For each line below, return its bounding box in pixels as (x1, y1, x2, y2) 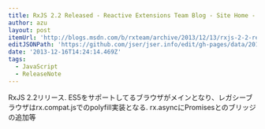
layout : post (8, 26, 51, 34)
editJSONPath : (8, 41, 55, 49)
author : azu (8, 19, 47, 27)
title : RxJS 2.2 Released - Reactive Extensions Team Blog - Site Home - (8, 11, 256, 20)
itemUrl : (8, 33, 37, 42)
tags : (8, 56, 26, 64)
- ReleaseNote (15, 70, 62, 78)
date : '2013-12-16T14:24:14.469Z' (8, 48, 122, 56)
